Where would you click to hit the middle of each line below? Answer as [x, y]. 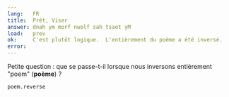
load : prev [27, 33]
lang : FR [23, 14]
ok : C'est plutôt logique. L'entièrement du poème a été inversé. [115, 40]
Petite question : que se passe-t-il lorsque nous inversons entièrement [110, 66]
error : [17, 46]
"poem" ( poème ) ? [35, 74]
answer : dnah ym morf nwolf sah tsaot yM [69, 27]
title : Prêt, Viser [38, 20]
